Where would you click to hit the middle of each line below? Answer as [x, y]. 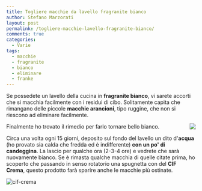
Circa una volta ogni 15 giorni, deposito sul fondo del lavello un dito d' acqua [100, 138]
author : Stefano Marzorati [40, 17]
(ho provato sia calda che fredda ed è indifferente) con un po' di [86, 145]
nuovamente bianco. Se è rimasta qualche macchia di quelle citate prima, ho [101, 157]
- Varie [21, 46]
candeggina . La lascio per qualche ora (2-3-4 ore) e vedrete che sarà [93, 151]
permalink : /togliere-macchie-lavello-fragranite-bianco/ [80, 29]
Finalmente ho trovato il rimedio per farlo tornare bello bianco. [83, 127]
